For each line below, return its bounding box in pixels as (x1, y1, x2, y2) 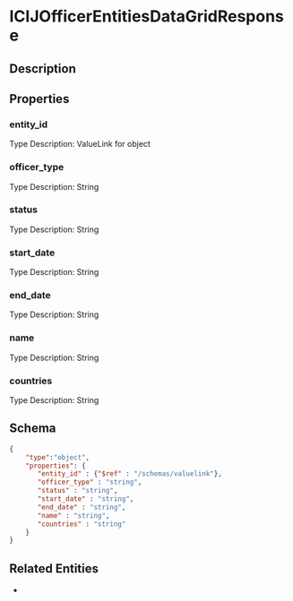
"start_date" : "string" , (37, 494, 134, 503)
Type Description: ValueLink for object (9, 139, 151, 150)
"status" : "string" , (37, 486, 118, 495)
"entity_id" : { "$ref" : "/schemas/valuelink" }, (37, 469, 222, 478)
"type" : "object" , (25, 452, 90, 462)
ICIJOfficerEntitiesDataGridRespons (9, 6, 285, 27)
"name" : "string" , (37, 511, 110, 520)
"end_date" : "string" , (37, 502, 126, 511)
